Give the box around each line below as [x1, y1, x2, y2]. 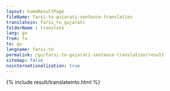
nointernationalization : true [6, 62, 81, 69]
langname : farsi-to [6, 47, 54, 52]
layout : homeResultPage [6, 8, 65, 15]
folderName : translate [6, 24, 65, 31]
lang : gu [6, 30, 28, 36]
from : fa [6, 36, 28, 41]
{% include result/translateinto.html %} [6, 79, 101, 86]
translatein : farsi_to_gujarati [6, 19, 85, 25]
